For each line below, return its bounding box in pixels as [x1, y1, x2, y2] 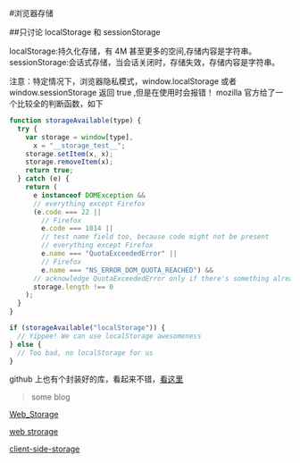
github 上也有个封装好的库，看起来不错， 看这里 [9, 374, 184, 384]
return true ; [25, 166, 74, 175]
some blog [30, 391, 71, 402]
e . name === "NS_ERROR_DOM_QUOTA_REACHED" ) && [41, 265, 214, 274]
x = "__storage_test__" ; [32, 141, 126, 150]
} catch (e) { [17, 174, 70, 183]
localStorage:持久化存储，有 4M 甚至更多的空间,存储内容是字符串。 [9, 46, 257, 56]
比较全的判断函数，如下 [16, 98, 104, 109]
